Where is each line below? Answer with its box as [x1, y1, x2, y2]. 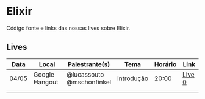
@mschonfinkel [66, 78, 112, 86]
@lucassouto [66, 70, 104, 78]
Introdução [117, 74, 148, 83]
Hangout [33, 78, 59, 86]
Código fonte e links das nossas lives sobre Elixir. [6, 24, 131, 32]
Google [33, 70, 55, 78]
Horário [154, 60, 177, 68]
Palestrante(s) [67, 60, 110, 68]
